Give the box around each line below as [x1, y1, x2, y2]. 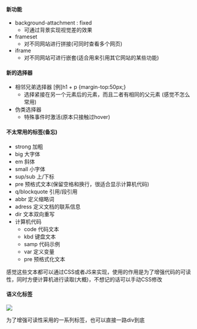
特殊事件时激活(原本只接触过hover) [23, 113, 111, 121]
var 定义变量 [23, 248, 55, 255]
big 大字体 [14, 150, 41, 157]
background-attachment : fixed [14, 19, 92, 26]
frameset [14, 33, 38, 40]
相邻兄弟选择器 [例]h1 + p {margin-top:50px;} [14, 83, 126, 91]
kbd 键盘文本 [23, 233, 56, 240]
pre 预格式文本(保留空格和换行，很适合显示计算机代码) [14, 180, 150, 187]
